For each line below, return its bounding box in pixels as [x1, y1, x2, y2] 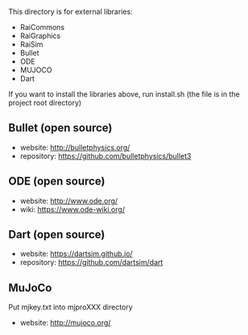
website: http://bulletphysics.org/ [19, 143, 130, 152]
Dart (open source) [8, 228, 105, 242]
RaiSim [19, 39, 43, 49]
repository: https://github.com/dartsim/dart [19, 258, 163, 267]
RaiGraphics [19, 31, 61, 40]
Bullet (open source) [8, 121, 113, 135]
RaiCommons [19, 23, 65, 31]
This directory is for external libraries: [8, 7, 133, 16]
